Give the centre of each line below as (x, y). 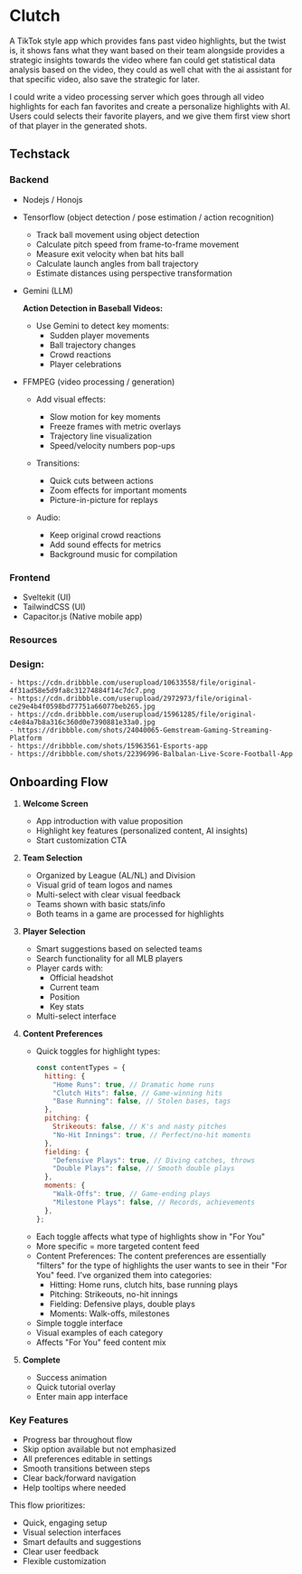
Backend (29, 180)
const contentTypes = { (81, 1067)
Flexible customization (64, 1560)
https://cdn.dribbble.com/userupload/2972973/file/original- (135, 699)
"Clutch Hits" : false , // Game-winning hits (138, 1093)
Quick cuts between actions (101, 480)
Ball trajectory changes (93, 345)
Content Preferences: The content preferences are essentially (151, 1256)
